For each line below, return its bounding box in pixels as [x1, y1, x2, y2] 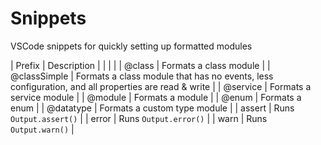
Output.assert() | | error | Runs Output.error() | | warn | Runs [10, 112, 268, 124]
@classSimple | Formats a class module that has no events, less [10, 70, 274, 82]
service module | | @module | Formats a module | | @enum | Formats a [10, 91, 302, 103]
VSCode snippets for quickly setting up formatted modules [10, 40, 253, 52]
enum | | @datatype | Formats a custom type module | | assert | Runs [10, 102, 295, 114]
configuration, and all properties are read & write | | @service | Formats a [10, 80, 312, 92]
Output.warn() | [10, 123, 75, 135]
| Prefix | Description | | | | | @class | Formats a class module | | [10, 59, 271, 71]
